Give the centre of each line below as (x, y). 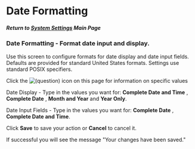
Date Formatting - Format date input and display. (78, 44)
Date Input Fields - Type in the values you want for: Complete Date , (90, 110)
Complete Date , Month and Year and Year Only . (66, 98)
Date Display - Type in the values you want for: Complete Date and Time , (97, 92)
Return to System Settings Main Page (54, 27)
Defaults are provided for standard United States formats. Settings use (93, 63)
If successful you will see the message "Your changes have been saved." (96, 139)
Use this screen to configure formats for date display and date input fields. (97, 56)
